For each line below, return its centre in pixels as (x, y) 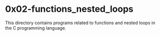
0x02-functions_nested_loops (69, 9)
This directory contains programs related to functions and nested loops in (80, 23)
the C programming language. (36, 28)
